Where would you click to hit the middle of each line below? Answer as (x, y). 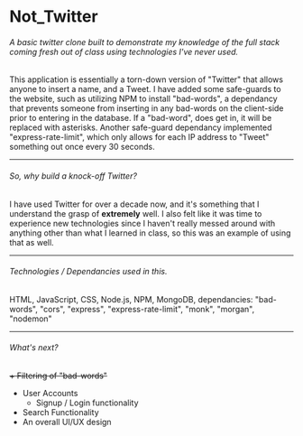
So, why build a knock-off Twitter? (73, 176)
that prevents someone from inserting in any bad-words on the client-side (147, 108)
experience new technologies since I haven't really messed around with (142, 223)
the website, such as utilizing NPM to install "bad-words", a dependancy (143, 99)
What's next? (34, 348)
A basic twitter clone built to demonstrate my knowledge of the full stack (145, 42)
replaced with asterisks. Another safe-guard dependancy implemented (141, 127)
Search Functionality (60, 412)
